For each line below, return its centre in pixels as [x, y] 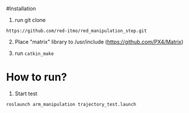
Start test [26, 93]
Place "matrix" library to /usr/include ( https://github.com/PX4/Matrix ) [99, 42]
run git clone [30, 20]
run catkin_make [34, 53]
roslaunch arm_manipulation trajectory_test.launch [71, 104]
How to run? [36, 77]
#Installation [21, 9]
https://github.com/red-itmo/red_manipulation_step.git [76, 31]
